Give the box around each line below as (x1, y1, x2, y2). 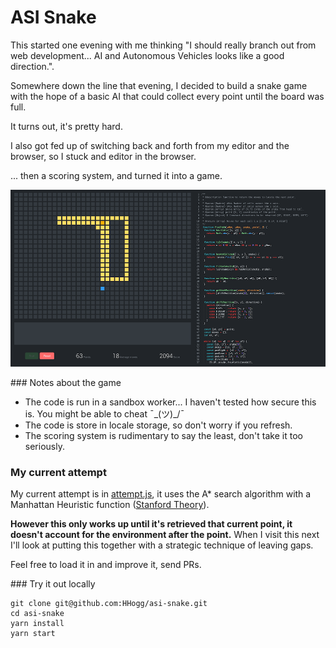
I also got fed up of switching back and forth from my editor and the (10, 139, 290, 151)
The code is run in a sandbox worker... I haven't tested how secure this (24, 396, 317, 408)
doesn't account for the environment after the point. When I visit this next (10, 528, 320, 540)
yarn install (10, 618, 65, 628)
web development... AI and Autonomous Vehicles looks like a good (10, 49, 285, 61)
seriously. (24, 440, 65, 452)
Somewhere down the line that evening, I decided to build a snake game (10, 79, 308, 91)
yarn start (10, 628, 56, 638)
